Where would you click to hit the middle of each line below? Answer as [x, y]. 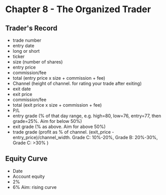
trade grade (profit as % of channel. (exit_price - [63, 132]
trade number [27, 40]
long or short [26, 51]
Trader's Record [31, 28]
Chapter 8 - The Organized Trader [78, 9]
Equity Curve [26, 159]
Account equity [29, 176]
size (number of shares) [38, 62]
